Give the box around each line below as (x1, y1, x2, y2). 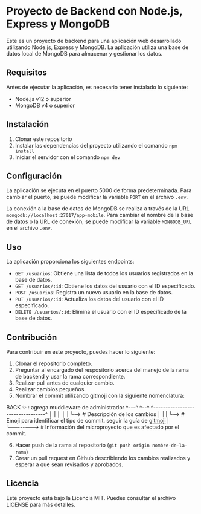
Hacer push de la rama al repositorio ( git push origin (14, 441, 150, 449)
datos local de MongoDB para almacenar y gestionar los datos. (6, 50, 163, 57)
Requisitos (6, 68, 47, 78)
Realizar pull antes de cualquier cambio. (14, 379, 115, 386)
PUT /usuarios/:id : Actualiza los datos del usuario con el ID (14, 295, 164, 303)
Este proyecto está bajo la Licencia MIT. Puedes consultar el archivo (6, 494, 176, 501)
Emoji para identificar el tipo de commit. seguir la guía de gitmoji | (6, 417, 169, 424)
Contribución (6, 332, 57, 342)
